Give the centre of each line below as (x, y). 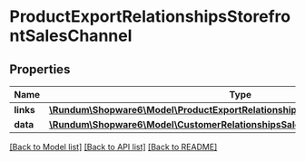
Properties (40, 69)
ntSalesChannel (71, 36)
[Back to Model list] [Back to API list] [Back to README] (113, 147)
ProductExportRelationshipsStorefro (150, 17)
